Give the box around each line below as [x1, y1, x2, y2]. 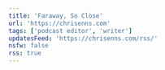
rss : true [8, 49, 42, 57]
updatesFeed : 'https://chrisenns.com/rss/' [8, 34, 158, 43]
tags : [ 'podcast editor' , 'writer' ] [8, 27, 132, 35]
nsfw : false [8, 42, 49, 50]
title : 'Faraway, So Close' [8, 11, 104, 20]
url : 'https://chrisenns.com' [8, 19, 111, 27]
